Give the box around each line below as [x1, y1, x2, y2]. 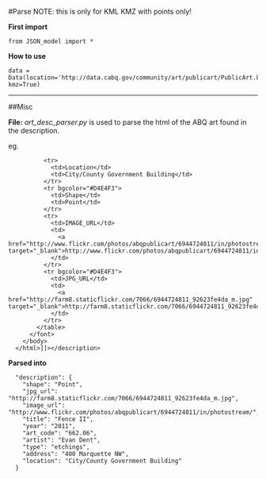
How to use [8, 52, 46, 60]
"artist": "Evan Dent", [22, 436, 101, 444]
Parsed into [8, 358, 47, 368]
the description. [8, 126, 60, 135]
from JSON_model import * [8, 37, 93, 45]
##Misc [8, 102, 33, 111]
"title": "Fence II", [22, 415, 93, 423]
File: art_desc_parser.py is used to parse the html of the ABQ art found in [8, 118, 247, 126]
